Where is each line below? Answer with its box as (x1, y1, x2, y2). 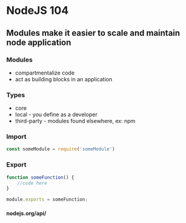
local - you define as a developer (15, 111, 98, 118)
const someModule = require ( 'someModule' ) (6, 146, 115, 152)
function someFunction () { (6, 174, 75, 181)
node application (6, 37, 71, 47)
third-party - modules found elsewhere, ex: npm (15, 118, 136, 125)
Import (6, 133, 27, 141)
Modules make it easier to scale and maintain (6, 28, 181, 38)
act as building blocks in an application (15, 75, 113, 82)
